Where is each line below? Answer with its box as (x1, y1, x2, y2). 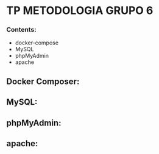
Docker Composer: (6, 76, 80, 86)
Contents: (6, 26, 37, 34)
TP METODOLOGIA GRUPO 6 (6, 4, 154, 18)
